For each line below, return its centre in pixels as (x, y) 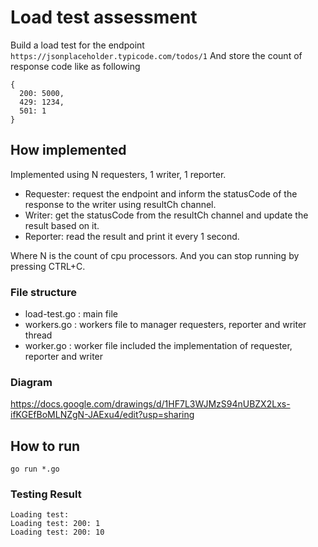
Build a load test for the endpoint (77, 45)
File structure (43, 292)
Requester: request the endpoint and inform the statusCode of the (161, 193)
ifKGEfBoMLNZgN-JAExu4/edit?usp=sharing (102, 415)
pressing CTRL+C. (48, 266)
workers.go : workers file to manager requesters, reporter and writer (165, 325)
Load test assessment (104, 17)
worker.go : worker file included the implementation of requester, (158, 346)
